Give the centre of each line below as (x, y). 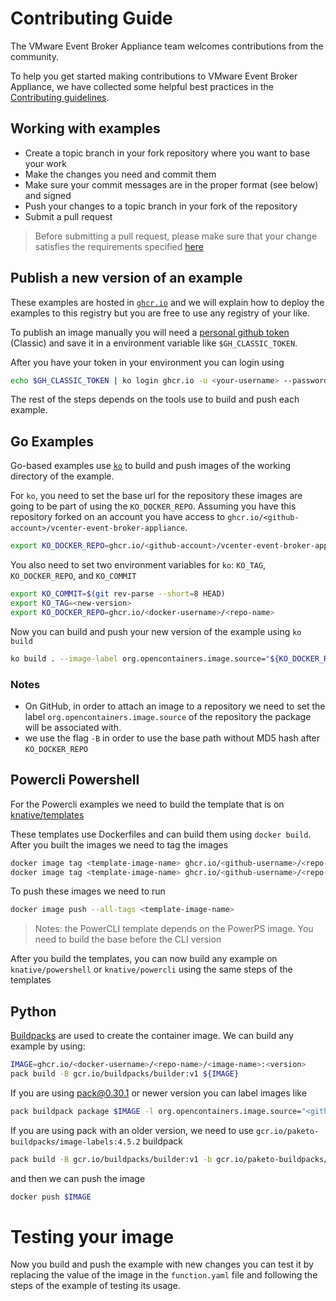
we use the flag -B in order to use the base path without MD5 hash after (172, 738)
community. (34, 56)
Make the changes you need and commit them (120, 174)
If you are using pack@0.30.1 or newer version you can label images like (158, 1093)
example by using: (48, 1046)
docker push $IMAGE (51, 1197)
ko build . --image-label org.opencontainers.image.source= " (140, 658)
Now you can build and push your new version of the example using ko (156, 631)
